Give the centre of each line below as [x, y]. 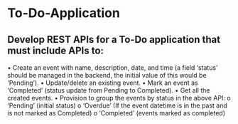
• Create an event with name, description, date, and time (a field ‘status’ [113, 68]
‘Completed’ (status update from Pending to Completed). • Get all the [109, 90]
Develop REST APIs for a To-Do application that [114, 40]
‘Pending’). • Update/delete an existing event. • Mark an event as [103, 83]
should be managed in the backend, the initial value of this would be [107, 75]
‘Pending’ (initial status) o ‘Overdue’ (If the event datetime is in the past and [117, 105]
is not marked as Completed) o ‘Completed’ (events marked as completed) [117, 113]
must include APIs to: [56, 50]
